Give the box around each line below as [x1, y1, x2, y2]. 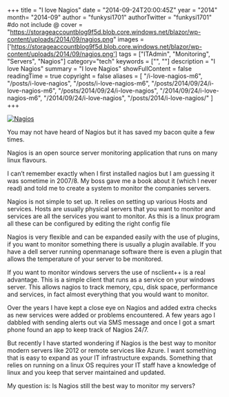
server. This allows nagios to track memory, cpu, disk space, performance [7, 283, 218, 291]
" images [112, 35, 139, 43]
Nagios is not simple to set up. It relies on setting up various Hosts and [7, 197, 208, 206]
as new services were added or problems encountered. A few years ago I [7, 311, 216, 319]
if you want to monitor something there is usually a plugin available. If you [7, 240, 216, 248]
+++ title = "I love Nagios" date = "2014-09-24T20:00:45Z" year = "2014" [7, 6, 218, 14]
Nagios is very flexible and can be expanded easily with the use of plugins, [7, 233, 220, 241]
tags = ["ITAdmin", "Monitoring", [119, 50, 210, 58]
